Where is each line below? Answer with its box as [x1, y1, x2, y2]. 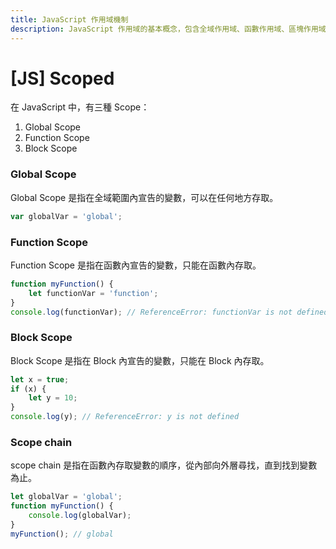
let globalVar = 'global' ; [10, 492, 123, 502]
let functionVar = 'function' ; [28, 288, 159, 298]
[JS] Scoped [10, 67, 115, 90]
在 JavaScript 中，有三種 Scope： [10, 101, 150, 113]
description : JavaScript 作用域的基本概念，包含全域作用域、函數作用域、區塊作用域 [10, 24, 327, 34]
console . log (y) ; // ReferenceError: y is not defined [10, 412, 240, 422]
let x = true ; [10, 374, 70, 385]
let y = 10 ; [28, 393, 78, 403]
